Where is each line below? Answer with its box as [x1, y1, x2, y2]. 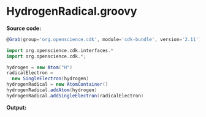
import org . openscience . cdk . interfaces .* [6, 47, 114, 53]
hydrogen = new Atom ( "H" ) [6, 64, 72, 70]
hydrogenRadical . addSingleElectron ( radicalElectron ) [6, 92, 144, 99]
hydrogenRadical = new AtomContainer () [6, 81, 109, 88]
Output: [6, 104, 26, 111]
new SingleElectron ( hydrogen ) [12, 75, 89, 82]
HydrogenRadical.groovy [6, 4, 137, 18]
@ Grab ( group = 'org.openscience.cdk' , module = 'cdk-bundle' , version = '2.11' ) [6, 36, 202, 42]
